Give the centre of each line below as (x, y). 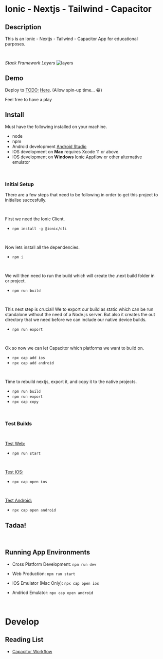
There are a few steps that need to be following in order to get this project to (81, 194)
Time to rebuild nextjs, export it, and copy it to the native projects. (71, 382)
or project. (15, 281)
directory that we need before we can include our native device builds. (76, 319)
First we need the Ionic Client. (35, 219)
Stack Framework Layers (30, 63)
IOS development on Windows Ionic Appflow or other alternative (77, 157)
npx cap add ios (28, 358)
